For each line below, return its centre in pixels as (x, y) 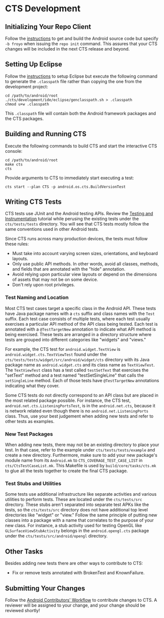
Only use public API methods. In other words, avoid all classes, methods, (85, 264)
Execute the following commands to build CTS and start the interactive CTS (81, 146)
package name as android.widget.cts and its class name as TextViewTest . (80, 365)
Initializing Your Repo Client (48, 27)
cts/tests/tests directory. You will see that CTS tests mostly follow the (77, 224)
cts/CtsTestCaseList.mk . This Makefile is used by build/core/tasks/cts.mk (81, 466)
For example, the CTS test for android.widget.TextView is (63, 349)
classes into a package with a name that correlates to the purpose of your (80, 520)
